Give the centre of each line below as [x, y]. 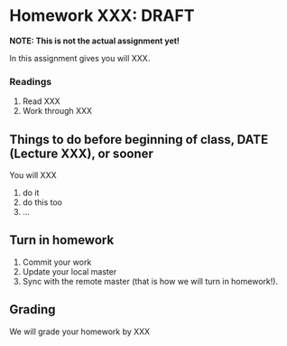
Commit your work [57, 262]
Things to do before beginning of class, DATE [139, 140]
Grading [32, 309]
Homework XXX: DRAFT [102, 16]
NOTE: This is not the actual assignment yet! [95, 41]
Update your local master [69, 271]
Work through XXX [57, 111]
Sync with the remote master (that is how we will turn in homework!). [150, 281]
